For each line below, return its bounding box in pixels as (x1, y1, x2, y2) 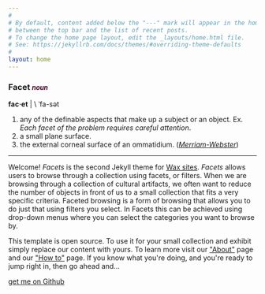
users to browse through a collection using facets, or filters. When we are (8, 171, 247, 180)
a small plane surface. (19, 132, 92, 141)
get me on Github (8, 277, 65, 286)
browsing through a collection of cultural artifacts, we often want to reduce (8, 179, 252, 189)
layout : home (8, 56, 51, 64)
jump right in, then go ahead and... (8, 262, 121, 271)
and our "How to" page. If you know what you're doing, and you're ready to (8, 253, 253, 262)
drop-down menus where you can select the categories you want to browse (8, 213, 255, 222)
